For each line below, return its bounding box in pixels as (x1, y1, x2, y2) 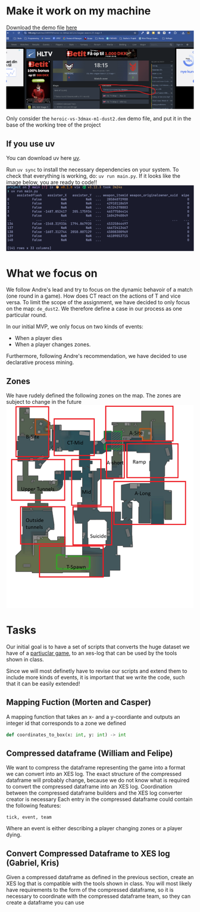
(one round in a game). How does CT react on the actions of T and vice (6, 292, 181, 299)
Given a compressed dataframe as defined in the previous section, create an (6, 874, 194, 881)
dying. (6, 831, 22, 839)
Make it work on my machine (6, 4, 151, 18)
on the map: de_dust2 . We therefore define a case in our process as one (6, 305, 183, 313)
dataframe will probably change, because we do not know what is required (6, 777, 190, 784)
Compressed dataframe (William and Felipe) (6, 748, 173, 758)
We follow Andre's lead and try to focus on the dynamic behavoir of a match (6, 286, 193, 293)
